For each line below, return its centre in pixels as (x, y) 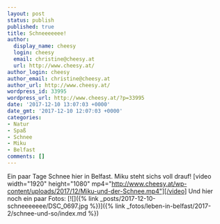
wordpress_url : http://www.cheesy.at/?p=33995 (76, 98)
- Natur (18, 124)
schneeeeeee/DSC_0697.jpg (48, 206)
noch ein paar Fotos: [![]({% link (53, 198)
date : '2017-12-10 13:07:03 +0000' (59, 105)
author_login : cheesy (39, 72)
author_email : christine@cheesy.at (59, 79)
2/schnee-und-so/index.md (47, 213)
